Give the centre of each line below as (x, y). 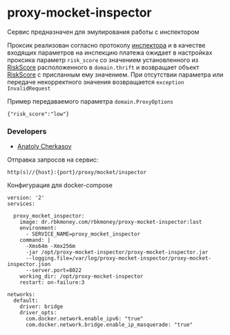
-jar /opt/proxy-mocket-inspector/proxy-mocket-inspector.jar (117, 252)
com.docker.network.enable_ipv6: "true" (84, 319)
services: (21, 204)
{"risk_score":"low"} (38, 114)
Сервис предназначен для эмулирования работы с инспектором (103, 32)
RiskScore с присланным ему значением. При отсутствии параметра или (115, 75)
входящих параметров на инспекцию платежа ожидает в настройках (110, 52)
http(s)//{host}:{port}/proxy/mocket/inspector (77, 173)
